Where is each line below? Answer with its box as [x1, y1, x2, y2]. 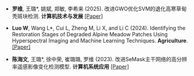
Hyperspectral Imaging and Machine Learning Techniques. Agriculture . [11, 37, 188, 44]
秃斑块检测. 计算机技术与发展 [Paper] [11, 12, 103, 20]
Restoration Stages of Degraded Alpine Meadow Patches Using [11, 31, 168, 37]
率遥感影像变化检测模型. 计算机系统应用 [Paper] [11, 63, 130, 70]
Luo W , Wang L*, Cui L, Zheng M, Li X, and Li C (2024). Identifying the [11, 24, 186, 31]
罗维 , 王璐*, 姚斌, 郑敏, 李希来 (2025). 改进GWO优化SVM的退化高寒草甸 [11, 5, 187, 12]
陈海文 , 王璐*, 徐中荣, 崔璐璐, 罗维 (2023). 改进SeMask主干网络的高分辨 [11, 56, 187, 62]
